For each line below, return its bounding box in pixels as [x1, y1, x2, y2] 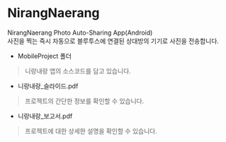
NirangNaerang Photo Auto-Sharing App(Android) [7, 28, 153, 37]
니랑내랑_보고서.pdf [17, 112, 73, 120]
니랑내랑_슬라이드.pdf [17, 81, 79, 90]
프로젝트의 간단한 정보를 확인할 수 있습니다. [24, 97, 145, 105]
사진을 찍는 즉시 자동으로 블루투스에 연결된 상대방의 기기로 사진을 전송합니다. [7, 37, 220, 45]
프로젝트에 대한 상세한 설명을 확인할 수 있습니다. [24, 126, 157, 135]
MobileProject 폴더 [17, 52, 72, 60]
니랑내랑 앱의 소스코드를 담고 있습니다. [24, 66, 131, 75]
